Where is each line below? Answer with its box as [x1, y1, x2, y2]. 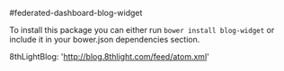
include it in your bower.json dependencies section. [9, 35, 200, 44]
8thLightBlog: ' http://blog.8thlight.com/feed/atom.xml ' [9, 51, 209, 61]
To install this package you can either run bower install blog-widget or [9, 25, 275, 35]
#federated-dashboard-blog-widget [9, 8, 143, 18]
